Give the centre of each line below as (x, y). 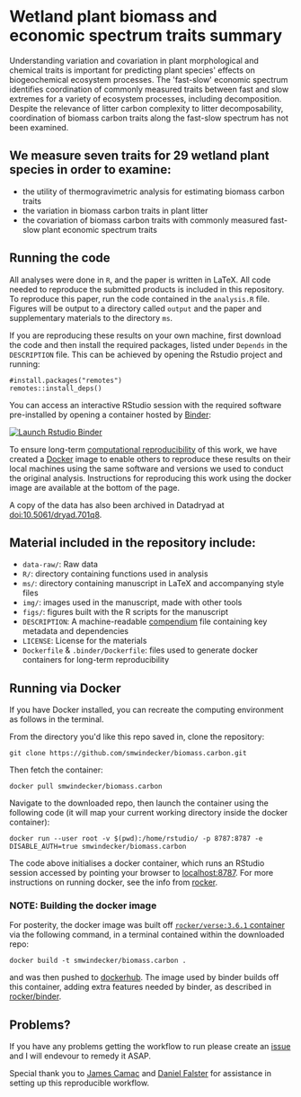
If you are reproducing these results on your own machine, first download (145, 335)
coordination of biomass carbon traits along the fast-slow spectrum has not (149, 118)
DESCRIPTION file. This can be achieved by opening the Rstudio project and (146, 354)
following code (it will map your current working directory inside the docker (149, 813)
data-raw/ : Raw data (60, 565)
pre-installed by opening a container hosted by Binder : (111, 415)
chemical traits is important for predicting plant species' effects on (133, 70)
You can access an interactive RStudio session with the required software (146, 405)
